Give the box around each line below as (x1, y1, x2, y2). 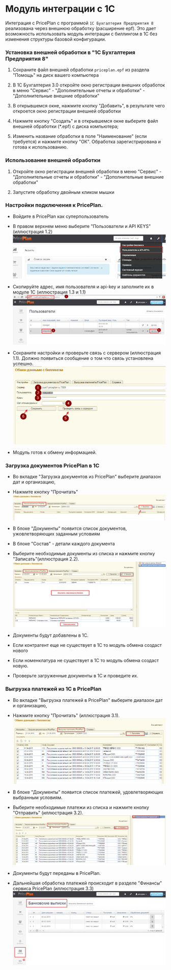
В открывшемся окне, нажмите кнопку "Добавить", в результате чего (12, 103, 165, 109)
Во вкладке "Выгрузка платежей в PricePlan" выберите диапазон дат (12, 697, 163, 703)
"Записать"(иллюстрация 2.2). (12, 556, 79, 562)
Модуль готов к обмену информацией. (12, 449, 97, 455)
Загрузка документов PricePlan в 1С (5, 462, 100, 469)
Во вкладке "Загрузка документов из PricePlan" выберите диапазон (12, 474, 161, 480)
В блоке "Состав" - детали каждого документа (12, 540, 116, 547)
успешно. (12, 360, 34, 366)
